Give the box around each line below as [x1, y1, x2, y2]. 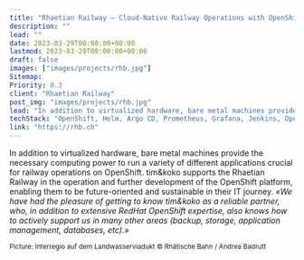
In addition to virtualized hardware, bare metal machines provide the [9, 148, 264, 159]
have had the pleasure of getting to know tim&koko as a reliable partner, [9, 196, 280, 207]
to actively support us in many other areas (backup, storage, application [9, 215, 280, 226]
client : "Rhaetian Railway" [9, 89, 116, 98]
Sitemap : [9, 72, 43, 82]
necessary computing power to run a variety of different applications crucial [9, 158, 293, 168]
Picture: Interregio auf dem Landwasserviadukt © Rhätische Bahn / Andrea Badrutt [9, 242, 267, 251]
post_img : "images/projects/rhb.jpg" [9, 97, 152, 107]
